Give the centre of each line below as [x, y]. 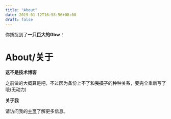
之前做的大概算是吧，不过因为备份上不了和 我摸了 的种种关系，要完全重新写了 [86, 83]
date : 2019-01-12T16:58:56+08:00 [41, 15]
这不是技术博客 [21, 73]
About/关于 [29, 57]
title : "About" [21, 10]
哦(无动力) [16, 89]
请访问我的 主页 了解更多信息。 [36, 111]
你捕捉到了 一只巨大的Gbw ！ [35, 35]
